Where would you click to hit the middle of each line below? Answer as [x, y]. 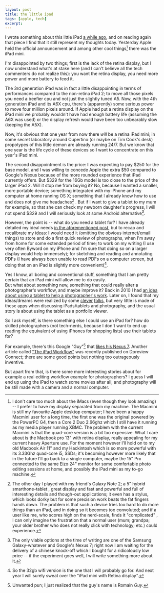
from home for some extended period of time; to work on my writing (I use [80, 244]
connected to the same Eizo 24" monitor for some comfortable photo [82, 464]
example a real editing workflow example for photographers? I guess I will [79, 377]
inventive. [15, 362]
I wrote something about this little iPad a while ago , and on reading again [78, 37]
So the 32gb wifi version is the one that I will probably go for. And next [83, 570]
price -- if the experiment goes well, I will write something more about [82, 556]
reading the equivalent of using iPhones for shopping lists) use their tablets [81, 331]
